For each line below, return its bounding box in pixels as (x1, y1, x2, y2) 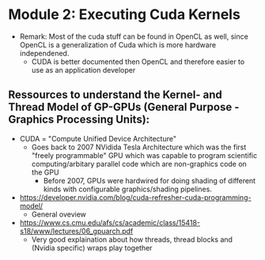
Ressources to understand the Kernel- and (8, 89, 223, 102)
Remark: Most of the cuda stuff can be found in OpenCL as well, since (19, 32, 249, 41)
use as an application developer (31, 65, 136, 74)
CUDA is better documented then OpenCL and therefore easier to (31, 57, 245, 66)
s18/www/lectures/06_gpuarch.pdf (19, 226, 134, 236)
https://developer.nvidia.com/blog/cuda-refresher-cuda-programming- (19, 192, 252, 202)
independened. (19, 48, 70, 58)
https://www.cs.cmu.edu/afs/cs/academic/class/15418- (19, 217, 200, 227)
